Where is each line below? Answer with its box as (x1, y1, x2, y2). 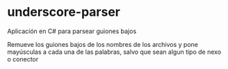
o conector (7, 55, 39, 63)
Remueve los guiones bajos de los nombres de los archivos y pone (7, 40, 198, 48)
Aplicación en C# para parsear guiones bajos (7, 27, 137, 35)
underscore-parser (7, 4, 120, 20)
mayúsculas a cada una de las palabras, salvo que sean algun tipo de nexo (7, 48, 222, 56)
